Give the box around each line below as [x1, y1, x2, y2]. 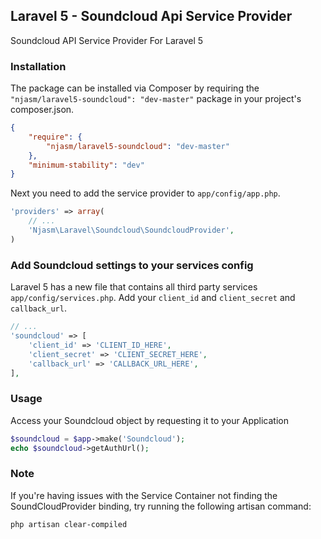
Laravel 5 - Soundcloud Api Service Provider [10, 8, 293, 25]
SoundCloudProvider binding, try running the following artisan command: [10, 500, 312, 512]
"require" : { [28, 132, 83, 142]
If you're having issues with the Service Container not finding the [10, 489, 278, 501]
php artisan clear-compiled [10, 519, 128, 529]
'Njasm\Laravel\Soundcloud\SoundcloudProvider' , [28, 225, 235, 236]
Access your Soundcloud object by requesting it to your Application [10, 414, 289, 426]
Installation [10, 59, 67, 73]
